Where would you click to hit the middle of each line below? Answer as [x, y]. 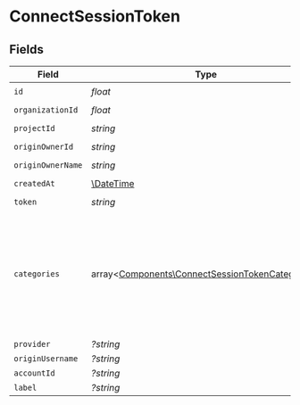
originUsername [46, 359]
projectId [34, 128]
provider [32, 344]
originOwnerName [48, 165]
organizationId [46, 110]
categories [37, 274]
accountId [34, 373]
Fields [27, 50]
